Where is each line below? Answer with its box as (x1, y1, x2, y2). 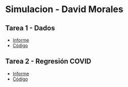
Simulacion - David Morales (5, 4, 123, 15)
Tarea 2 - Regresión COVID (5, 57, 92, 66)
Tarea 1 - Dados (5, 24, 55, 32)
